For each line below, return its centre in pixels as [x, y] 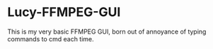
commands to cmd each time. [51, 38]
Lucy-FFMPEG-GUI [64, 12]
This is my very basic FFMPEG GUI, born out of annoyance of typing [107, 31]
